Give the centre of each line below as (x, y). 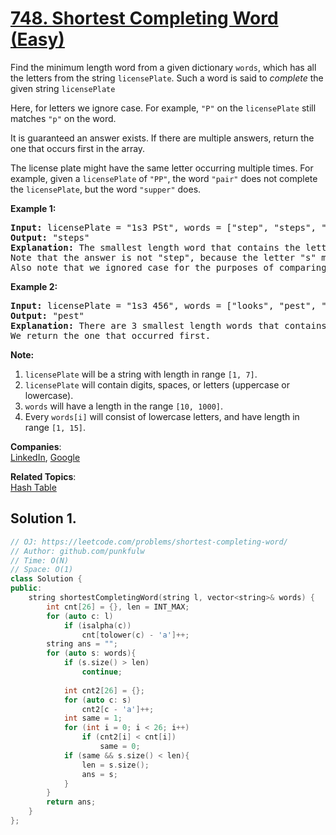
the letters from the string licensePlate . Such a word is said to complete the (167, 78)
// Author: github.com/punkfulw (77, 551)
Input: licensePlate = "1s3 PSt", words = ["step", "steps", (163, 227)
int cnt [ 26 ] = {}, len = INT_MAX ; (118, 607)
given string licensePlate (63, 88)
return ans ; (71, 802)
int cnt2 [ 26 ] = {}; (104, 690)
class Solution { (46, 579)
